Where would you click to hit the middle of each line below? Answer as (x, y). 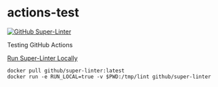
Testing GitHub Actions (40, 45)
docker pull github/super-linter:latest (66, 71)
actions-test (43, 13)
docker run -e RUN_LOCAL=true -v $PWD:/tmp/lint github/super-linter (109, 77)
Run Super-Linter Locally (42, 58)
